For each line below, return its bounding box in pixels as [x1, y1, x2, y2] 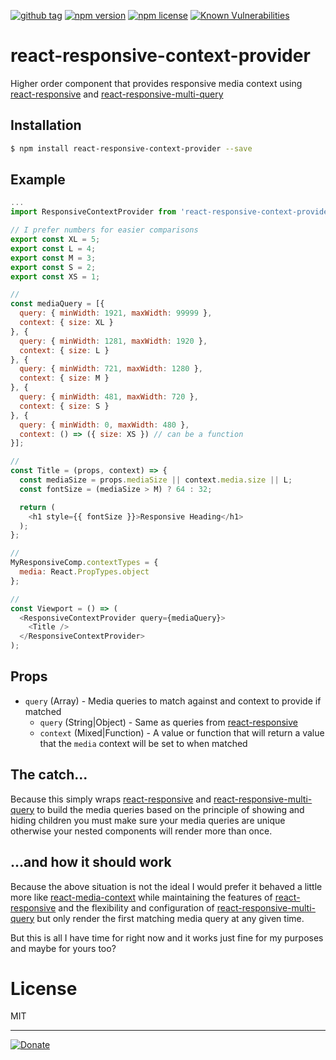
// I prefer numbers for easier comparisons [10, 225, 199, 235]
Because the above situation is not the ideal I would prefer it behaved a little [10, 880, 323, 892]
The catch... [10, 766, 88, 784]
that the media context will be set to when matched [39, 737, 248, 749]
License [10, 977, 78, 1000]
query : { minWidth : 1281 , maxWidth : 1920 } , [19, 336, 208, 346]
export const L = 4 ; [10, 243, 97, 254]
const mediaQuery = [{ [10, 299, 105, 309]
